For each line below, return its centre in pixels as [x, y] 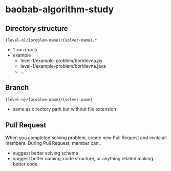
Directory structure [37, 28]
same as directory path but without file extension [64, 109]
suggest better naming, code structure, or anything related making [83, 158]
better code [25, 164]
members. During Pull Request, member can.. [53, 143]
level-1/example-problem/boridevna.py [61, 61]
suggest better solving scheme [45, 153]
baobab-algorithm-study [60, 9]
